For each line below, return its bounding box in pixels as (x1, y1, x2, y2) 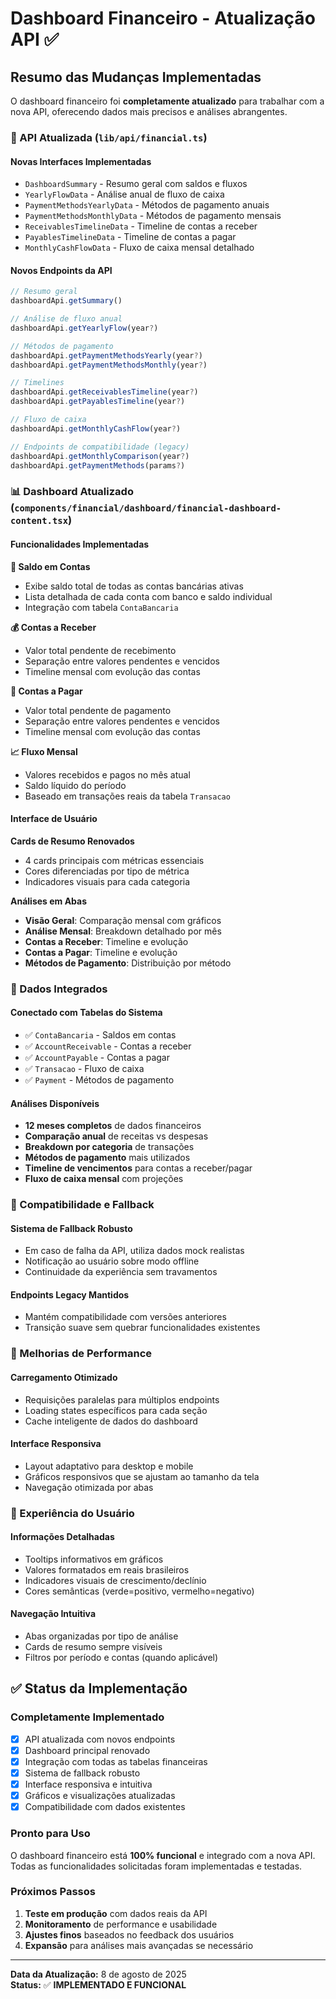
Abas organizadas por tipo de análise (24, 1630, 179, 1642)
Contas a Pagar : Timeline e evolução (24, 946, 178, 958)
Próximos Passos (10, 1885, 96, 1899)
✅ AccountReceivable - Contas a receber (24, 1040, 192, 1052)
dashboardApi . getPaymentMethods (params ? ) (10, 460, 186, 471)
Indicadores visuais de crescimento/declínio (24, 1574, 207, 1586)
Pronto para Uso (10, 1827, 91, 1841)
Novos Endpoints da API (10, 264, 113, 276)
